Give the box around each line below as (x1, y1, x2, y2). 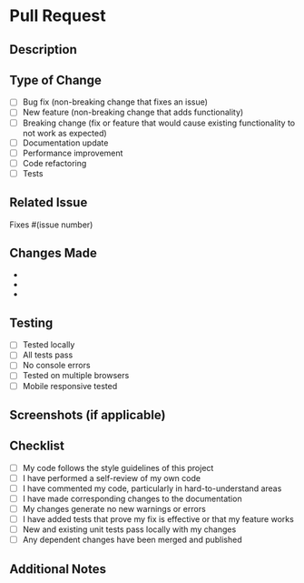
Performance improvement (22, 147, 123, 158)
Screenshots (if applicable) (9, 407, 166, 423)
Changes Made (9, 246, 97, 261)
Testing (9, 315, 54, 330)
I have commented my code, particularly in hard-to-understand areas (22, 483, 282, 494)
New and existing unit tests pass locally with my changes (22, 524, 237, 535)
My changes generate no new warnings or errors (22, 504, 206, 515)
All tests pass (22, 349, 74, 360)
